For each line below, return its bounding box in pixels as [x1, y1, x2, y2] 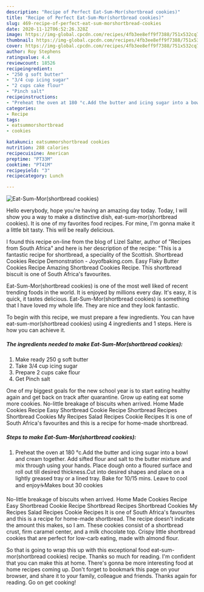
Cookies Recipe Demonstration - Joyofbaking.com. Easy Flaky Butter [6, 257, 179, 265]
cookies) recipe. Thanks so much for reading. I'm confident [47, 553, 195, 560]
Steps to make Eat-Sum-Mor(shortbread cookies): [6, 433, 137, 441]
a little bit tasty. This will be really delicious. [6, 226, 115, 234]
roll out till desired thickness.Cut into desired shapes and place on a [15, 468, 185, 476]
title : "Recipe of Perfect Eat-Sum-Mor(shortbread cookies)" [6, 15, 165, 21]
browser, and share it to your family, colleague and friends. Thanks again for [6, 572, 197, 580]
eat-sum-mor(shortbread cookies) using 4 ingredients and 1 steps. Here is [6, 320, 192, 327]
